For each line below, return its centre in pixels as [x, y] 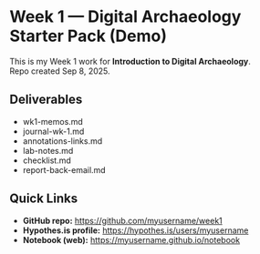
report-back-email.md [64, 169]
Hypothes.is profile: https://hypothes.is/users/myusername [135, 230]
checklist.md [47, 160]
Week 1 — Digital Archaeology [125, 17]
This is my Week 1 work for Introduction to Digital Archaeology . [130, 61]
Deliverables [46, 100]
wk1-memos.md [53, 121]
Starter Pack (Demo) [88, 36]
